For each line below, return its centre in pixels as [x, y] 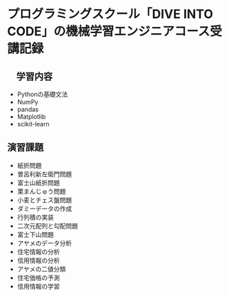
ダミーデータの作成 [44, 209]
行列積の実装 [35, 217]
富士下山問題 [35, 234]
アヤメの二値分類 [41, 269]
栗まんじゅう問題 [41, 191]
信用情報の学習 [38, 286]
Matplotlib [31, 117]
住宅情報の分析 [38, 251]
